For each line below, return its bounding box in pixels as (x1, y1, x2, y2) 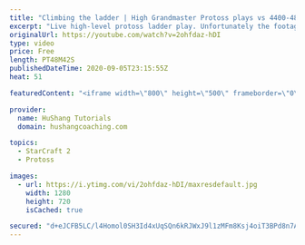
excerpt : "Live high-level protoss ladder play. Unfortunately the (9, 22, 271, 31)
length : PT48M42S (9, 55, 75, 64)
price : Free (9, 47, 54, 56)
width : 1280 (25, 188, 71, 198)
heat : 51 (9, 73, 43, 82)
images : (9, 171, 39, 181)
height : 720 (25, 197, 71, 206)
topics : (9, 138, 39, 148)
